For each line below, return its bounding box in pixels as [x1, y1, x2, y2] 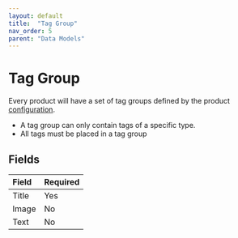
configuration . [8, 104, 55, 114]
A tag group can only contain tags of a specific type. [19, 121, 196, 130]
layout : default [8, 11, 63, 20]
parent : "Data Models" [8, 34, 85, 43]
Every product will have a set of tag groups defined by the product [8, 96, 231, 106]
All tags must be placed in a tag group [19, 129, 147, 138]
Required [44, 176, 80, 187]
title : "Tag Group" [8, 19, 79, 28]
